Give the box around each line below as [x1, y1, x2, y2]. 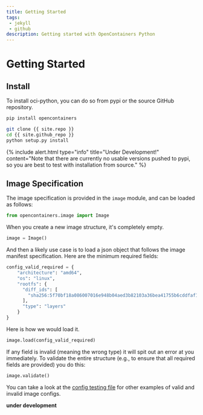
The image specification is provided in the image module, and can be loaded [6, 194, 195, 202]
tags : [6, 14, 20, 21]
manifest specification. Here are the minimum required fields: [6, 253, 159, 260]
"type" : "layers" [22, 303, 66, 309]
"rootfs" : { [17, 281, 47, 287]
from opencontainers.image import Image [6, 212, 110, 219]
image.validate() [6, 372, 50, 379]
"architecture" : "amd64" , [17, 270, 83, 276]
